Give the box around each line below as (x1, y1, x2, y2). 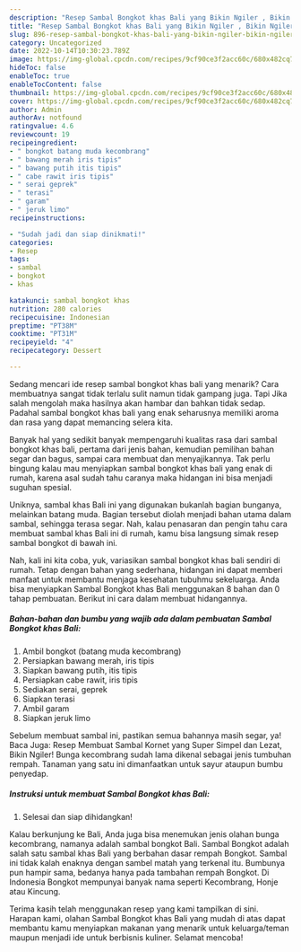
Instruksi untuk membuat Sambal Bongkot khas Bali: (9, 789, 211, 799)
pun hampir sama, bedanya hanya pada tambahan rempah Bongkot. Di (9, 867, 270, 877)
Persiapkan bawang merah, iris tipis (21, 655, 155, 666)
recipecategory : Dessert (9, 347, 102, 356)
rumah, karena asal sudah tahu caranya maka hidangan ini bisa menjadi (9, 472, 273, 483)
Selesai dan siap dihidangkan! (21, 811, 133, 822)
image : (9, 55, 34, 64)
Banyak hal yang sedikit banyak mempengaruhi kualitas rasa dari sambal (9, 434, 278, 445)
